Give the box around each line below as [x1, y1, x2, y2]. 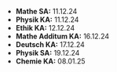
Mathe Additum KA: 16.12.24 [15, 31, 110, 41]
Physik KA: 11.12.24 [15, 15, 79, 24]
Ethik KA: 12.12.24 [15, 23, 75, 32]
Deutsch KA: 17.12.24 [15, 40, 85, 49]
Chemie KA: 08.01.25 [15, 56, 86, 66]
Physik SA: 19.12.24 [15, 49, 80, 57]
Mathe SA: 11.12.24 [15, 7, 78, 16]
